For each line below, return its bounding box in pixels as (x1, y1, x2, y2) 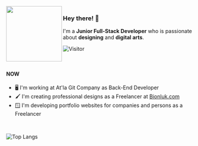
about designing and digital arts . (63, 34, 144, 41)
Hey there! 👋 (63, 14, 100, 22)
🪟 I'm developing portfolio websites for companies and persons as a (14, 102, 183, 109)
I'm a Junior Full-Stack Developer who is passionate (63, 28, 193, 35)
